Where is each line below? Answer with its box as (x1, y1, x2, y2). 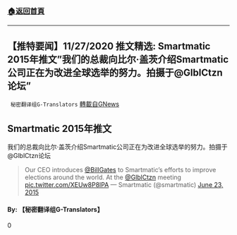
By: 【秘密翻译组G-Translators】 (7, 205, 104, 213)
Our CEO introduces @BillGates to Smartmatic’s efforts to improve (24, 165, 217, 174)
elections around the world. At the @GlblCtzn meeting (24, 173, 182, 181)
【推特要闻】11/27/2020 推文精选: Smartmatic (7, 40, 211, 52)
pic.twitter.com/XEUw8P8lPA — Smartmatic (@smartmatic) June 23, (24, 180, 224, 188)
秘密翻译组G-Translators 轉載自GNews (10, 100, 120, 109)
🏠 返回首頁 (7, 6, 45, 16)
